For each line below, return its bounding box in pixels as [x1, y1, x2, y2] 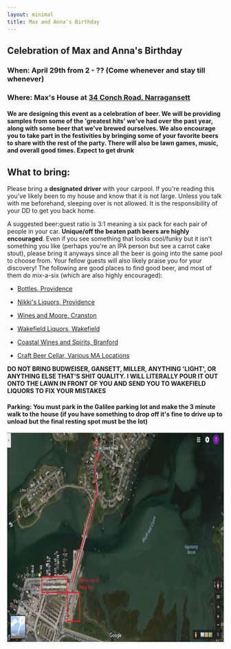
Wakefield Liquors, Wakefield [16, 325, 100, 333]
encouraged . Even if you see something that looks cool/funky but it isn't [7, 234, 212, 243]
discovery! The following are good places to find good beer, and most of [7, 264, 212, 272]
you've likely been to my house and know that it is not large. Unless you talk [7, 192, 222, 200]
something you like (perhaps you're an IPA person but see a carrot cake [7, 242, 210, 250]
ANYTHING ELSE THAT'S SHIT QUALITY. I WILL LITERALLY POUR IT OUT [7, 372, 219, 381]
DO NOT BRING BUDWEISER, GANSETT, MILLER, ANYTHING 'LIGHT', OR [7, 365, 217, 373]
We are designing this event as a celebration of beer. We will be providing [7, 110, 221, 118]
